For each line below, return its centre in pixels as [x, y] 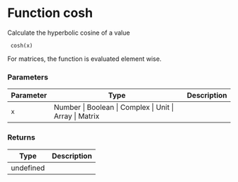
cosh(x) [22, 45]
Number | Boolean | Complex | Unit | [114, 108]
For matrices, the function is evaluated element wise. [84, 59]
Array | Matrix [76, 116]
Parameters [28, 77]
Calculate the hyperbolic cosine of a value [69, 33]
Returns [21, 137]
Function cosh [50, 13]
